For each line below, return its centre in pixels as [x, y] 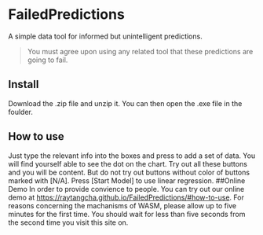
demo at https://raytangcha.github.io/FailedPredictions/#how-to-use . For [126, 197]
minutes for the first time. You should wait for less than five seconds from [127, 214]
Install [24, 84]
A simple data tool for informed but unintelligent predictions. [105, 36]
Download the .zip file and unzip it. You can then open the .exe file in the [125, 103]
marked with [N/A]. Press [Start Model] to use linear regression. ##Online [127, 180]
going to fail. [47, 60]
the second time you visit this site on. [68, 222]
